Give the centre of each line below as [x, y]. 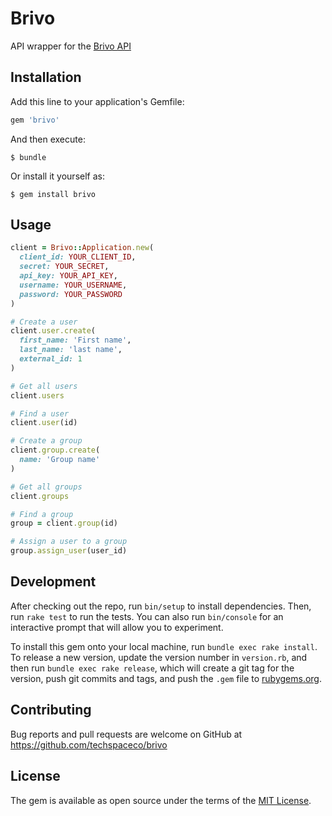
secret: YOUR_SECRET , [64, 267]
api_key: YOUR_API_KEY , [68, 276]
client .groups [40, 496]
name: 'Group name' [60, 460]
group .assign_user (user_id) [69, 551]
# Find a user [40, 413]
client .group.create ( [55, 450]
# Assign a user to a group [69, 542]
